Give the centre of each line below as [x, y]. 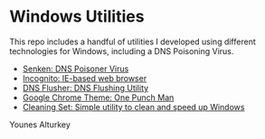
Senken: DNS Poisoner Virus [76, 69]
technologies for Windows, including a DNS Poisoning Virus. [122, 51]
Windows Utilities [77, 17]
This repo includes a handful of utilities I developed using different [132, 42]
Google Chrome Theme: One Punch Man [98, 97]
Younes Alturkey [40, 125]
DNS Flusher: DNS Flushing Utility [85, 88]
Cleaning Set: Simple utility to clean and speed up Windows [133, 107]
